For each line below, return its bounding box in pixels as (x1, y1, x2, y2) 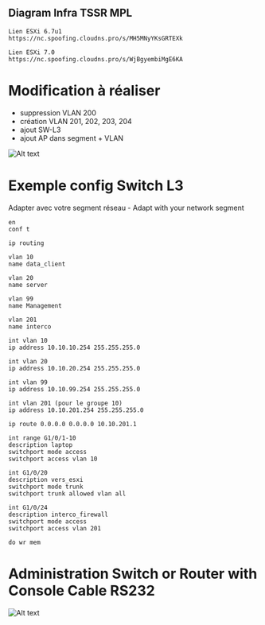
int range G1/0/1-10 (8, 433, 77, 442)
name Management (8, 301, 62, 309)
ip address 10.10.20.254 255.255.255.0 (8, 364, 141, 372)
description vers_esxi (8, 476, 84, 483)
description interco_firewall (8, 510, 109, 518)
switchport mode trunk (8, 483, 84, 491)
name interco (8, 322, 52, 331)
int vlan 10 (8, 336, 48, 344)
